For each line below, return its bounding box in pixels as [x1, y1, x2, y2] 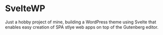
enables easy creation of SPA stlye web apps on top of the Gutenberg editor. [5, 24, 159, 30]
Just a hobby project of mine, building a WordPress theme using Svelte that [5, 19, 157, 25]
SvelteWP [5, 3, 45, 14]
